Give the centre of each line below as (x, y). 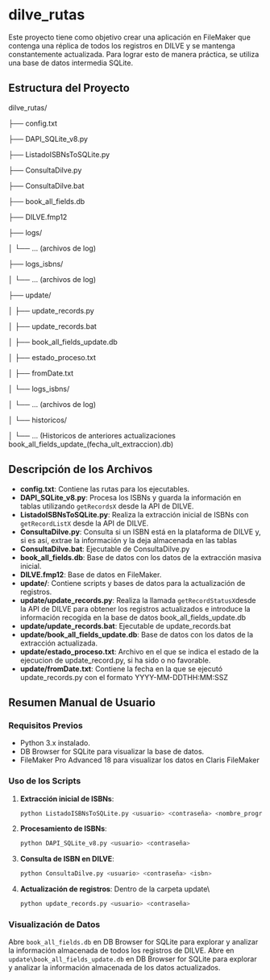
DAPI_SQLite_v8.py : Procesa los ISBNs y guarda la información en (131, 497)
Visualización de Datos (54, 924)
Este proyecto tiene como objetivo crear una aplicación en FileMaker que (130, 37)
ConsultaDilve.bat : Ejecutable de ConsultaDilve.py (105, 549)
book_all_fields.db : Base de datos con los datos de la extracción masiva (141, 557)
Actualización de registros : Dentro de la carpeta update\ (115, 889)
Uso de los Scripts (45, 781)
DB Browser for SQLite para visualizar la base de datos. (112, 752)
